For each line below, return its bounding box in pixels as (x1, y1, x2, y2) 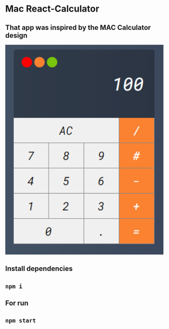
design (5, 31, 28, 39)
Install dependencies (5, 264, 73, 273)
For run (5, 299, 29, 307)
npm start (5, 317, 36, 324)
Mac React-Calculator (5, 3, 100, 15)
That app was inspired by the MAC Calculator (5, 23, 151, 32)
